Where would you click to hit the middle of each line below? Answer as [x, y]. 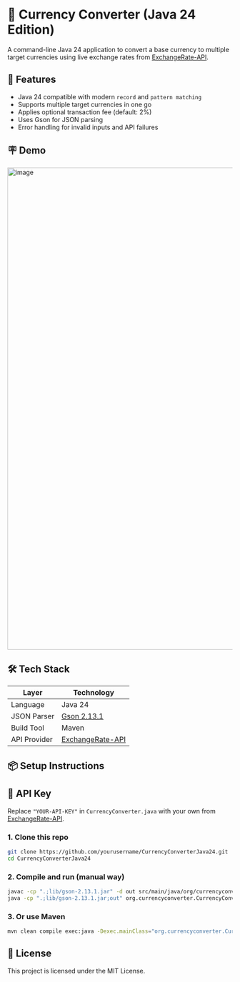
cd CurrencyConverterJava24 [49, 858]
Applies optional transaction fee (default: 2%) [85, 112]
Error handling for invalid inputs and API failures [88, 127]
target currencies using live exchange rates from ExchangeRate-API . [108, 57]
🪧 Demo [27, 150]
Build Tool [27, 728]
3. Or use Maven [36, 916]
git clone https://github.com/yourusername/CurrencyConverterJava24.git [118, 852]
